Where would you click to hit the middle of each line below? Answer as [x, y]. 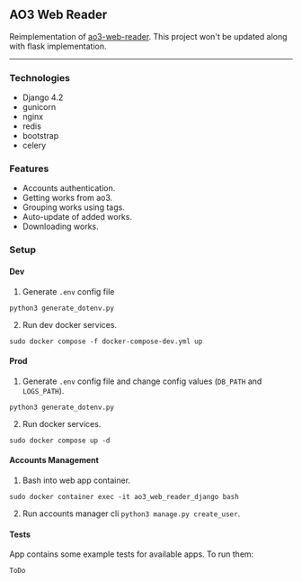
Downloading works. [60, 227]
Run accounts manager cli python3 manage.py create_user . [131, 514]
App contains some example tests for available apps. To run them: [132, 554]
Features [29, 168]
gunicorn [39, 107]
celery [34, 145]
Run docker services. [62, 423]
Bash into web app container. [76, 480]
